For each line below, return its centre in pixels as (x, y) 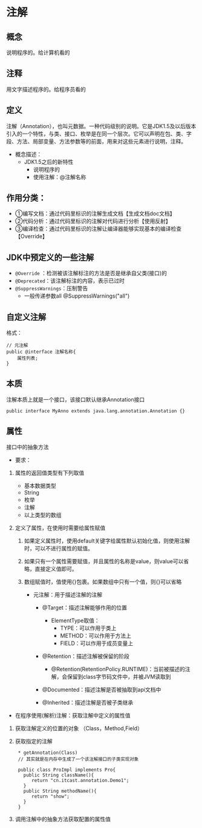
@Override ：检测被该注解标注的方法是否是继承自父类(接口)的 (91, 273)
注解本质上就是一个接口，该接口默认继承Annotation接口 (76, 399)
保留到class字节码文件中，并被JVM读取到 (119, 676)
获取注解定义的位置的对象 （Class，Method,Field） (79, 728)
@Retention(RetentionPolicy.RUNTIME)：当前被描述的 (118, 669)
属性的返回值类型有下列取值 (50, 473)
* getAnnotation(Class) (48, 753)
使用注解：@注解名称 (60, 177)
